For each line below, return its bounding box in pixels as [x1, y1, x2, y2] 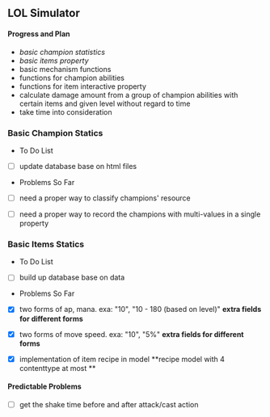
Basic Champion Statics [7, 127, 103, 138]
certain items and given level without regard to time [19, 99, 191, 108]
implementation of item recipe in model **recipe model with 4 [19, 354, 226, 364]
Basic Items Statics [7, 238, 85, 250]
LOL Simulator [7, 6, 80, 20]
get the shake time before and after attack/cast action [19, 399, 199, 409]
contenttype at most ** [19, 363, 96, 373]
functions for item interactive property [19, 81, 147, 91]
